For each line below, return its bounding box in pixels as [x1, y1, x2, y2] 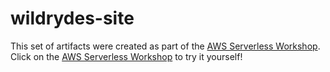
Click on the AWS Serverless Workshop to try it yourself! [10, 50, 243, 62]
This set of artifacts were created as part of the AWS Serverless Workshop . [10, 40, 321, 52]
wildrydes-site [10, 7, 135, 30]
